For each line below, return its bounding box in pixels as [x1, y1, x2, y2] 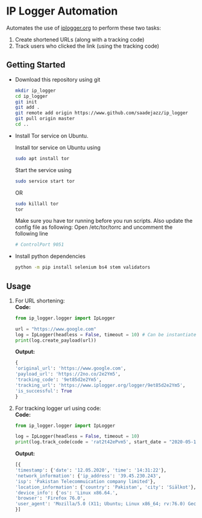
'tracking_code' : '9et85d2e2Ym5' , [14, 377, 102, 383]
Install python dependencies [14, 252, 86, 260]
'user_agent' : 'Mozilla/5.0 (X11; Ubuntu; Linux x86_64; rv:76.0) [14, 501, 186, 507]
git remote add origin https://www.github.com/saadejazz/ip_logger [14, 110, 188, 116]
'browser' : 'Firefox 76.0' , [14, 495, 86, 502]
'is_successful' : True [14, 388, 72, 394]
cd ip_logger [14, 93, 48, 99]
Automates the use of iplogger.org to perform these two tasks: [6, 24, 162, 31]
